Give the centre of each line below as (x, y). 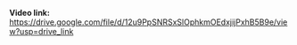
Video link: (30, 13)
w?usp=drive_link (41, 31)
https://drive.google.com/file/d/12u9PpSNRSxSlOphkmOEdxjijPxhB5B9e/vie (148, 22)
